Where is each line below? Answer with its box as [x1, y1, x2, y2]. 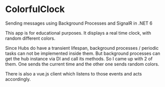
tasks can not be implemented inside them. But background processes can [5, 50, 160, 56]
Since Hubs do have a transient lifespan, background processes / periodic [5, 45, 159, 51]
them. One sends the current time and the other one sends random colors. [5, 61, 159, 67]
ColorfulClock [5, 4, 65, 15]
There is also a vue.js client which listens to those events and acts [5, 70, 142, 76]
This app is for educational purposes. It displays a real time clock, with [5, 30, 151, 36]
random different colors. [5, 35, 55, 41]
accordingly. [5, 76, 31, 82]
